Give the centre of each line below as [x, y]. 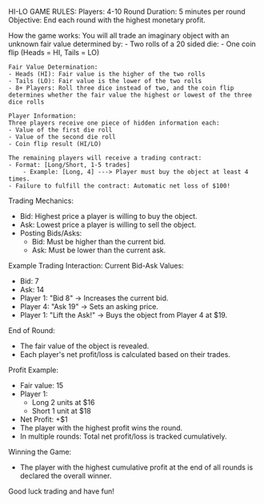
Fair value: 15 [42, 385]
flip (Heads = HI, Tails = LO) [54, 52]
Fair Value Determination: [53, 67]
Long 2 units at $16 [63, 402]
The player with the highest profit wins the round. [101, 428]
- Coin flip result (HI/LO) [55, 144]
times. [19, 179]
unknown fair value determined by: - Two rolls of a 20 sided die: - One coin [132, 44]
